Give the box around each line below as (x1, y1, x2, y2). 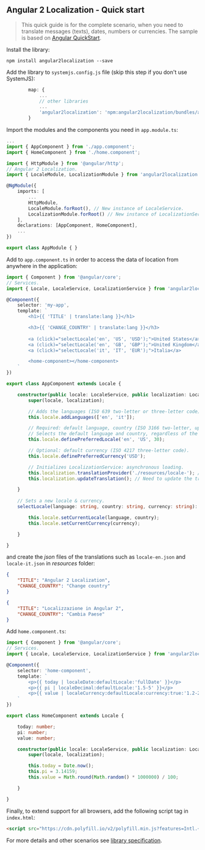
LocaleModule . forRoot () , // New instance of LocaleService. (28, 205, 184, 211)
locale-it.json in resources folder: (6, 560, 95, 567)
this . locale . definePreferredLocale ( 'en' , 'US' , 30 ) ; (28, 437, 165, 443)
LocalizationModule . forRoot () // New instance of (28, 211, 157, 217)
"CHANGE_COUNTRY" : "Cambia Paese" (17, 611, 105, 617)
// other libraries (38, 98, 88, 104)
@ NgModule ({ (6, 183, 37, 189)
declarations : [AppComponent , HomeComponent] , (17, 222, 138, 228)
